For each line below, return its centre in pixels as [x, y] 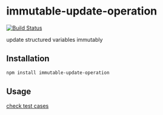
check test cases [28, 106]
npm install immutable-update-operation [58, 73]
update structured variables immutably [55, 39]
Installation [28, 59]
